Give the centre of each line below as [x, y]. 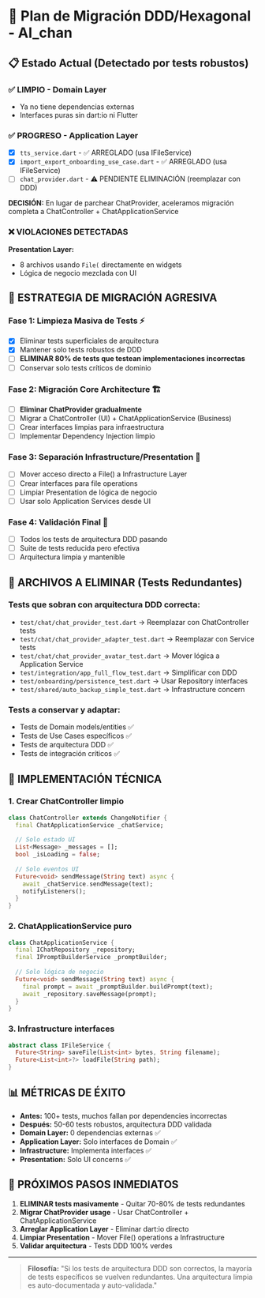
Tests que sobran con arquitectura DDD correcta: [105, 605]
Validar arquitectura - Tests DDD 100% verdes [96, 1245]
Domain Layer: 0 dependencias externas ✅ [90, 1132]
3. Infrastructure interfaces [62, 1029]
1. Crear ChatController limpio [66, 801]
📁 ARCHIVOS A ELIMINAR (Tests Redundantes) [125, 583]
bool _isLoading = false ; [58, 855]
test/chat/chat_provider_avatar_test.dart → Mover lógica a [119, 656]
